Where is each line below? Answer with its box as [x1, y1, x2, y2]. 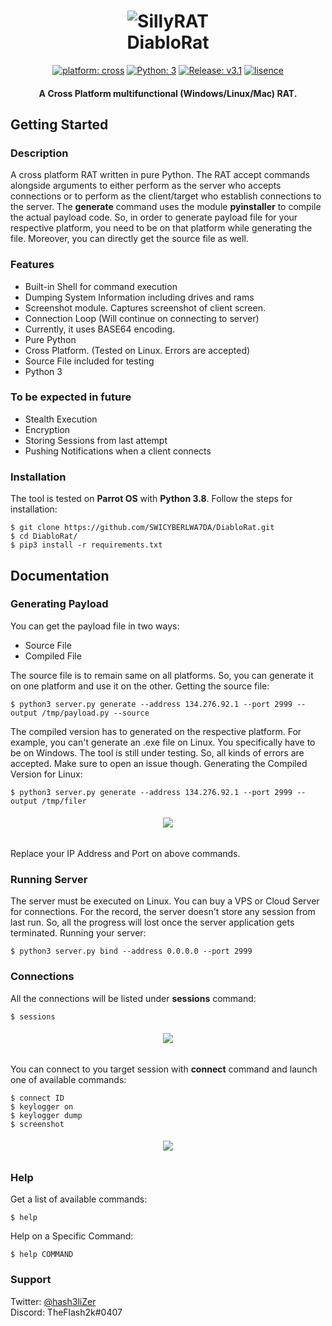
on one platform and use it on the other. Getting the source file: [10, 680, 270, 692]
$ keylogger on [10, 1101, 74, 1112]
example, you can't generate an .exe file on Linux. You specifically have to [10, 736, 316, 748]
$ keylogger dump [10, 1110, 83, 1120]
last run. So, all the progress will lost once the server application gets [10, 916, 295, 929]
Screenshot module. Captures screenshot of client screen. [24, 301, 266, 314]
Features [10, 258, 55, 272]
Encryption [24, 423, 71, 435]
